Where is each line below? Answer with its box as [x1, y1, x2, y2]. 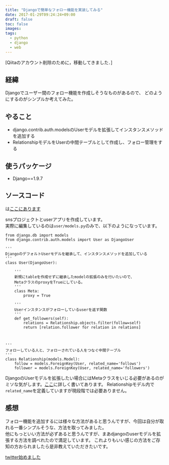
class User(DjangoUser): [5, 260, 58, 265]
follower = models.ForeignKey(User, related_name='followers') [14, 365, 150, 371]
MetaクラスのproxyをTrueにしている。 [14, 279, 85, 285]
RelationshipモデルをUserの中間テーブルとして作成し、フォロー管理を [12, 139, 158, 145]
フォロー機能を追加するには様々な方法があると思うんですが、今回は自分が [5, 418, 160, 424]
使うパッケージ [5, 162, 52, 170]
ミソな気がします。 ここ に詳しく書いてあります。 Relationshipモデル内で [5, 381, 155, 387]
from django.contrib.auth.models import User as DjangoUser [5, 237, 135, 242]
